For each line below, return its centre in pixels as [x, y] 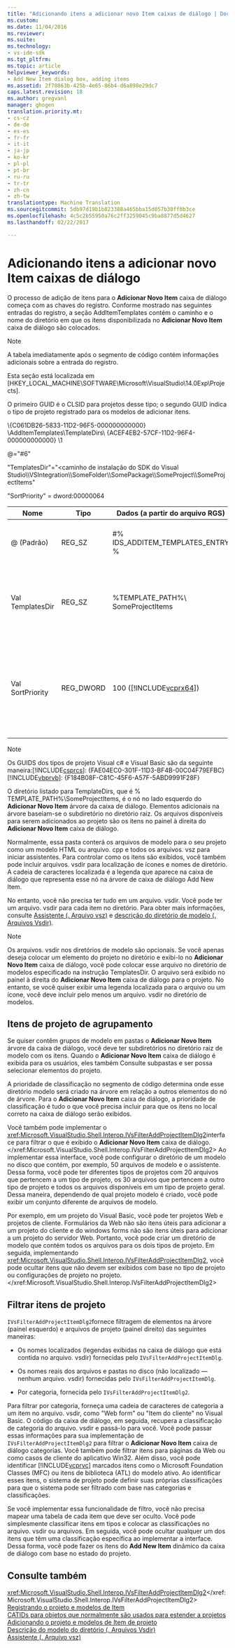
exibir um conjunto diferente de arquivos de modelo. [83, 1202]
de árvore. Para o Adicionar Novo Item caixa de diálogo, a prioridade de [112, 1099]
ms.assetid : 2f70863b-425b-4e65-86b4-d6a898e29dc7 [83, 86]
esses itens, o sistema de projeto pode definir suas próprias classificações [115, 1480]
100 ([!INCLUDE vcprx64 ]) [156, 688]
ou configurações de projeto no [53, 1275]
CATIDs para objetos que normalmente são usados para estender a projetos [116, 1615]
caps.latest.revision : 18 [45, 92]
